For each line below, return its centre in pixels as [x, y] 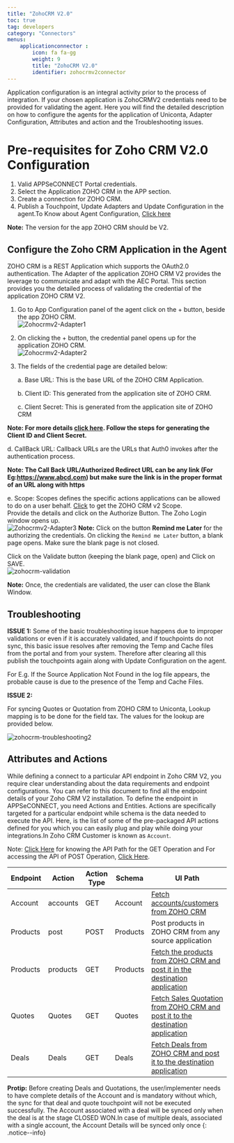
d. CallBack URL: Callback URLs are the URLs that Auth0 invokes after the [113, 449]
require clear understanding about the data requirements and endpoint [109, 783]
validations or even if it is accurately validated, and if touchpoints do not [110, 639]
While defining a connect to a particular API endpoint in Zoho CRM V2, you [114, 776]
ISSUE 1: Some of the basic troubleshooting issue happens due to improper [115, 631]
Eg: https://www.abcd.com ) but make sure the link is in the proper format [115, 477]
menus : [17, 40]
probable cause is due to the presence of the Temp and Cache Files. [106, 682]
